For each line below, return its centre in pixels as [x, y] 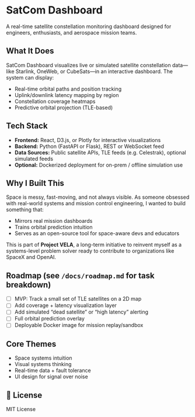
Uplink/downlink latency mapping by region [67, 95]
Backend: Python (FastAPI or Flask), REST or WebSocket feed [89, 146]
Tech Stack [27, 126]
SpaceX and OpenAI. [31, 257]
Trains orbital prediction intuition [53, 227]
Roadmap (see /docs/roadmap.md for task [80, 275]
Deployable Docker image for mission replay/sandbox [79, 325]
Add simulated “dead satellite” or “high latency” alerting [81, 312]
